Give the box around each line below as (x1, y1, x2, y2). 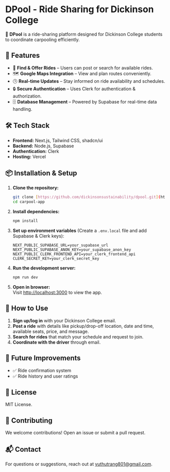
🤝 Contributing (5, 416, 53, 425)
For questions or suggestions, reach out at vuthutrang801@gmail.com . (5, 461, 153, 467)
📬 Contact (5, 445, 41, 454)
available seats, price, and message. (12, 328, 89, 334)
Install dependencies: (12, 209, 60, 215)
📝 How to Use (5, 304, 48, 313)
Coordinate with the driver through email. (12, 339, 101, 345)
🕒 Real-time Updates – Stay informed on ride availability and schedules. (12, 78, 165, 84)
